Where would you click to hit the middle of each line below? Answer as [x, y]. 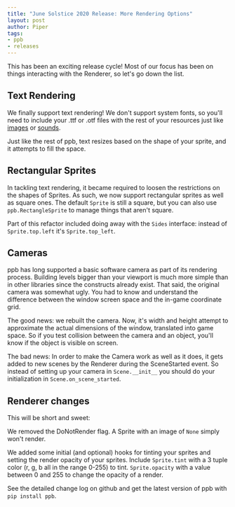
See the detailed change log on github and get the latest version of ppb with [117, 489]
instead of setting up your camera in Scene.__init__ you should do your [111, 372]
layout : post [26, 20]
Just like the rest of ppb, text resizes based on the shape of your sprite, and [117, 141]
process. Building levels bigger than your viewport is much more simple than [118, 277]
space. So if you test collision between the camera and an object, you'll [110, 336]
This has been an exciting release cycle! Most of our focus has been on [110, 66]
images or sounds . [34, 128]
